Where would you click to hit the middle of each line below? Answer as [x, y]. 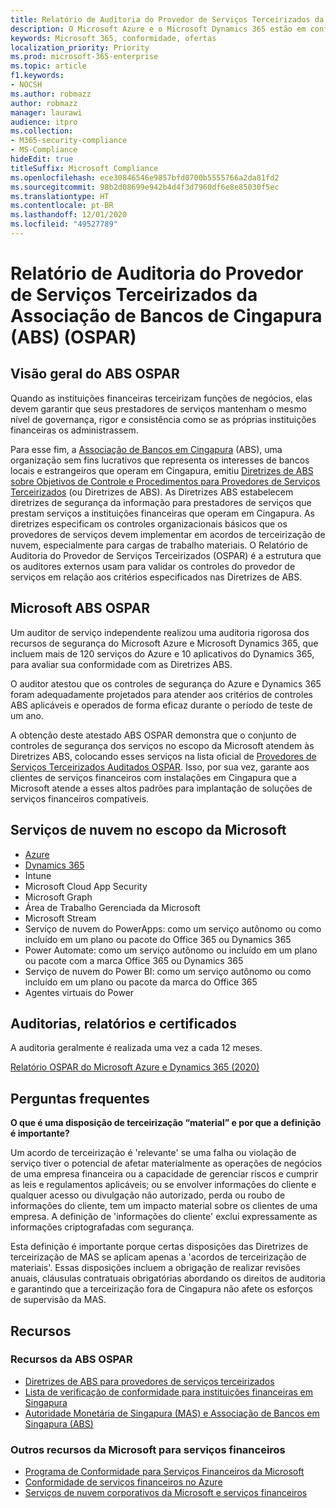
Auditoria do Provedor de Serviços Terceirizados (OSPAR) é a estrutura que [166, 555]
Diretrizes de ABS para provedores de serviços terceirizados [149, 1381]
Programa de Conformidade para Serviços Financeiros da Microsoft [164, 1472]
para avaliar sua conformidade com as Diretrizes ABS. [121, 664]
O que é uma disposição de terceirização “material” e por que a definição [166, 1123]
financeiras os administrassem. [74, 430]
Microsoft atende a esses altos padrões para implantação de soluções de [161, 788]
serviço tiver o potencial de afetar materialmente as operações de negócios [166, 1163]
